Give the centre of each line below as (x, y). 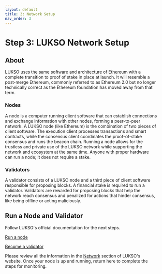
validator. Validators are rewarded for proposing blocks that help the (73, 190)
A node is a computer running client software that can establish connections (81, 116)
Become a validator (24, 246)
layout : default (21, 9)
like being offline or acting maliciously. (43, 201)
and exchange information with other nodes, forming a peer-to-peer (73, 121)
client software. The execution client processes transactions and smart (76, 131)
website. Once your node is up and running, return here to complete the (77, 261)
